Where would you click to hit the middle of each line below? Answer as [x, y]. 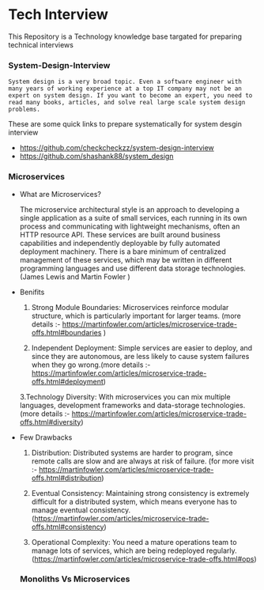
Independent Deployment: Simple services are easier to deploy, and [142, 348]
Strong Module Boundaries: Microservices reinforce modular [130, 307]
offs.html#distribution [66, 478]
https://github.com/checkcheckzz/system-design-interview [117, 148]
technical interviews [41, 44]
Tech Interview [58, 15]
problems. [25, 110]
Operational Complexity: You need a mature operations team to [134, 542]
